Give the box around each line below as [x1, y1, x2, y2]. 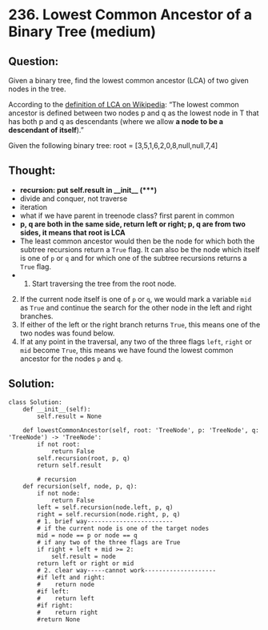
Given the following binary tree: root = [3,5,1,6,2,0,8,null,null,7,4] [8, 141, 218, 150]
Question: [8, 54, 59, 68]
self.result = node [50, 552, 116, 560]
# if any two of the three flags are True [37, 538, 181, 546]
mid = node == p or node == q [37, 531, 138, 540]
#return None [37, 615, 81, 624]
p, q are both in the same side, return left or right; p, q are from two [19, 219, 246, 229]
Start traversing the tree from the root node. [31, 279, 177, 288]
